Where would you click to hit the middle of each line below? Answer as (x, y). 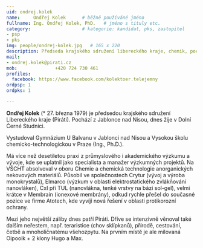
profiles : (19, 74)
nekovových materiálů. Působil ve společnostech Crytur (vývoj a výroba (96, 175)
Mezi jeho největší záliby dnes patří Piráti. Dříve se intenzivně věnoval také (99, 219)
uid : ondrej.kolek (29, 12)
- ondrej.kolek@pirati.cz (39, 62)
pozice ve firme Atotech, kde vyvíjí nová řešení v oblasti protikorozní (91, 201)
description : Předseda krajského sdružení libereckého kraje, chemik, (97, 51)
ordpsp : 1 (19, 85)
